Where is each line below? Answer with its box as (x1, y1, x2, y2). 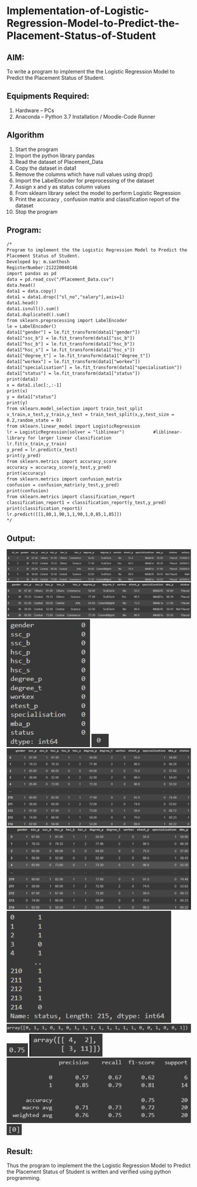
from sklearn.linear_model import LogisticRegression (6, 423, 141, 429)
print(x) (6, 388, 28, 394)
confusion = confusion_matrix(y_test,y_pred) (6, 482, 119, 488)
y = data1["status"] (6, 394, 57, 400)
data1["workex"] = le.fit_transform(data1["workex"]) (6, 359, 141, 365)
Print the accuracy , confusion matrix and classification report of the (15, 196, 180, 203)
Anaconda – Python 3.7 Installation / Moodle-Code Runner (15, 113, 155, 120)
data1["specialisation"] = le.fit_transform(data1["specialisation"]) (6, 365, 182, 371)
